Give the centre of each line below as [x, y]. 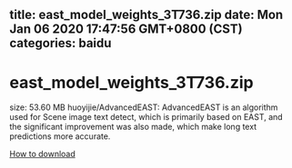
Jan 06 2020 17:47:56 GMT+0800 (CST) [126, 30]
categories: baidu [60, 43]
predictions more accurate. [60, 136]
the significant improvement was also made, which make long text [133, 127]
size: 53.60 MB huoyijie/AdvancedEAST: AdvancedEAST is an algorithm [144, 107]
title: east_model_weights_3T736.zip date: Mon [146, 15]
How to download [42, 154]
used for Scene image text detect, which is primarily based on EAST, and [146, 117]
